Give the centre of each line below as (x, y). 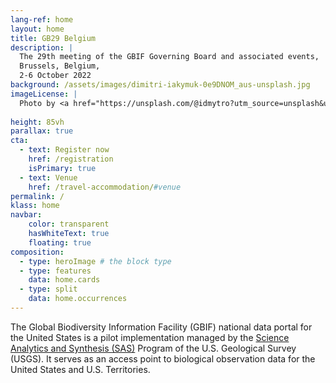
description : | (42, 47)
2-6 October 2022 (55, 76)
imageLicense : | (44, 94)
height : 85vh (37, 122)
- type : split (48, 289)
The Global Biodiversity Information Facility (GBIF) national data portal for (161, 327)
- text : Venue (48, 177)
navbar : (26, 215)
